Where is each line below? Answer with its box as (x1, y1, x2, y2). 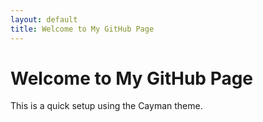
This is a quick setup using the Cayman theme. (10, 100, 203, 112)
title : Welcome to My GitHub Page (10, 24, 155, 34)
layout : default (10, 14, 78, 25)
